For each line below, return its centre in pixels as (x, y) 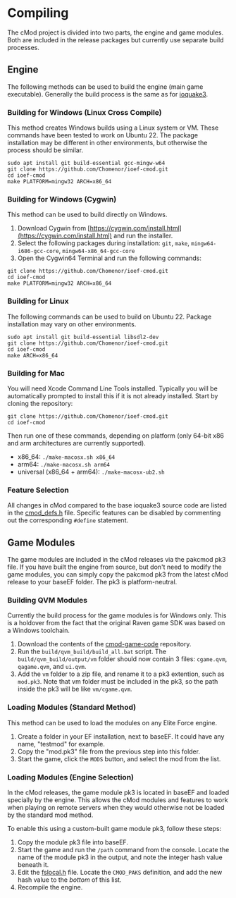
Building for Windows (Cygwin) (62, 199)
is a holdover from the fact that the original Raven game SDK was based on (116, 623)
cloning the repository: (40, 403)
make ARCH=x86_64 (33, 355)
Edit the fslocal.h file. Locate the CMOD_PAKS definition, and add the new (120, 872)
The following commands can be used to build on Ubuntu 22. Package (110, 316)
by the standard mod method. (50, 815)
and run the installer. (143, 236)
